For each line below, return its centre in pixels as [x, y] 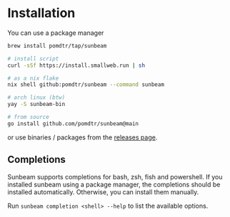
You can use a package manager [56, 33]
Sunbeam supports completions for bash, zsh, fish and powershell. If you [115, 176]
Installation [41, 13]
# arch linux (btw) [36, 97]
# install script [33, 58]
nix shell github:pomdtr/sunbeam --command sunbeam [86, 85]
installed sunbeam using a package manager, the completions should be [114, 184]
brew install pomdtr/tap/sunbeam [57, 46]
